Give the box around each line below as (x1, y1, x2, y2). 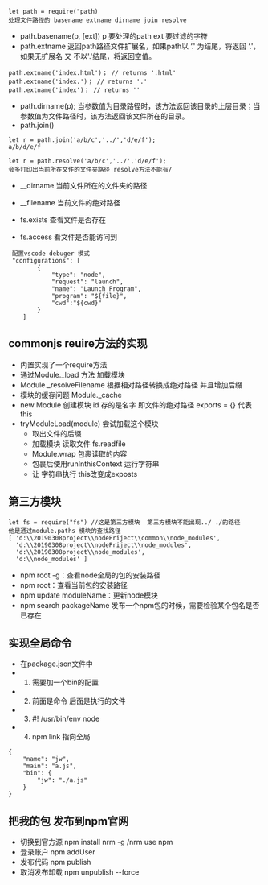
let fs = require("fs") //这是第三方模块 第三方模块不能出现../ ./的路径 (8, 518, 241, 527)
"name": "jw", (22, 755, 70, 763)
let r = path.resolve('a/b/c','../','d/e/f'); (8, 157, 167, 165)
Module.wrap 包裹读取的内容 (31, 449, 128, 458)
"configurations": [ (11, 257, 81, 265)
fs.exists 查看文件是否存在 (19, 215, 107, 225)
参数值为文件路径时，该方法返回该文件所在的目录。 (19, 111, 189, 121)
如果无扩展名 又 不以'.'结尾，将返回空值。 (19, 52, 156, 60)
